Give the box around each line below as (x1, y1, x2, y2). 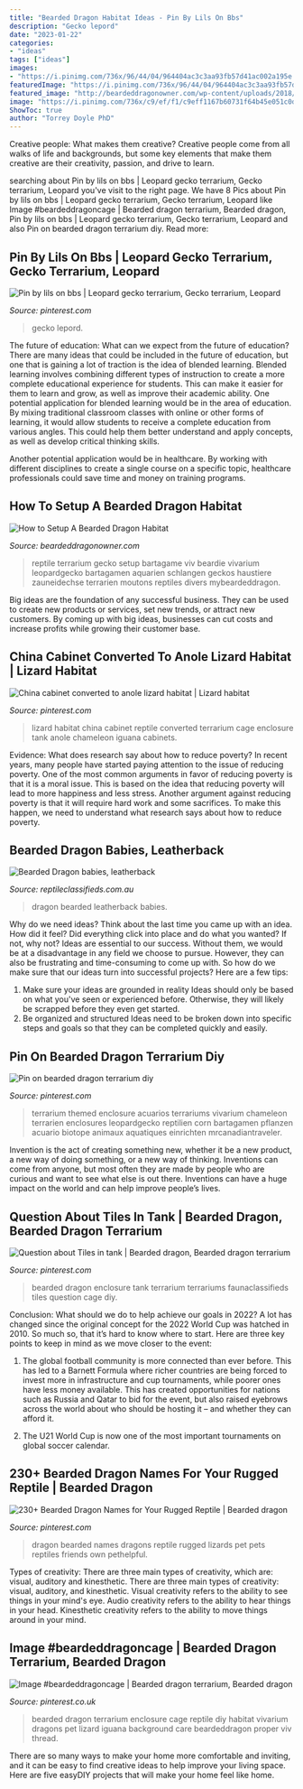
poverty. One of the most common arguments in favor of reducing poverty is (9, 768, 293, 779)
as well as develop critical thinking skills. (9, 435, 161, 447)
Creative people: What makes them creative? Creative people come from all (9, 139, 290, 150)
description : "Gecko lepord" (9, 22, 119, 31)
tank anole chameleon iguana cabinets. (31, 732, 178, 743)
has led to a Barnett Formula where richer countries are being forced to (22, 1365, 288, 1376)
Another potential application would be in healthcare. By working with (9, 453, 268, 464)
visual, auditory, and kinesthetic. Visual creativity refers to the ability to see (9, 1585, 289, 1596)
